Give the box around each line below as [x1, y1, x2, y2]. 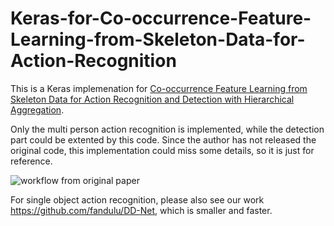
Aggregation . [10, 103, 65, 116]
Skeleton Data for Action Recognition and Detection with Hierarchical [10, 93, 295, 105]
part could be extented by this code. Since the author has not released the [10, 133, 317, 146]
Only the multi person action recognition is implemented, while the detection [10, 123, 325, 135]
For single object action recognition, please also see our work [10, 193, 265, 206]
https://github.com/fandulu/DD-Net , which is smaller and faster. [10, 204, 273, 216]
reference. [10, 155, 53, 167]
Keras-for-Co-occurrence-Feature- [10, 7, 312, 30]
